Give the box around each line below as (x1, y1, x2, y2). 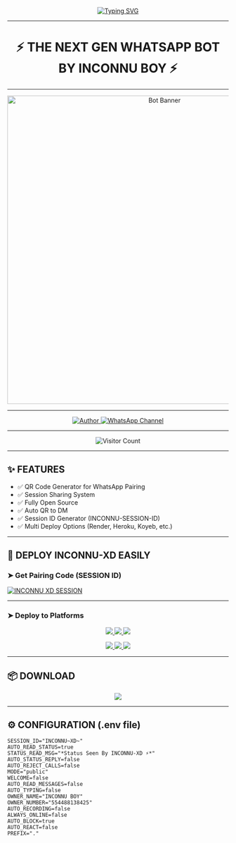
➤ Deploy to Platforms (7, 610, 84, 620)
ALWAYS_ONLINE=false (7, 811, 68, 819)
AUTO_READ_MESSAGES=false (7, 781, 83, 788)
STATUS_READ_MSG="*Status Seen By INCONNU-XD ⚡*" (7, 750, 156, 757)
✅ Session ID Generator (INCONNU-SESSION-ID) (17, 514, 160, 522)
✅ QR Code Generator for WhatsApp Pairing (17, 482, 145, 491)
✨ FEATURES (7, 464, 65, 476)
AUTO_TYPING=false (7, 787, 61, 794)
